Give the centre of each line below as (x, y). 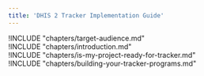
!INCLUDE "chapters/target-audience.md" (76, 38)
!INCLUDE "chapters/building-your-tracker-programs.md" (102, 63)
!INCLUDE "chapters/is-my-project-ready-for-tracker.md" (102, 55)
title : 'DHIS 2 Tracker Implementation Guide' (86, 15)
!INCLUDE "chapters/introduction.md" (70, 46)
